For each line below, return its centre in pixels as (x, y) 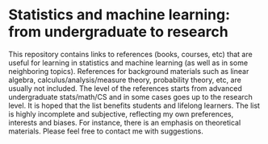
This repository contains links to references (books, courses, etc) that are (130, 54)
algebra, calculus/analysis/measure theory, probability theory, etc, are (125, 80)
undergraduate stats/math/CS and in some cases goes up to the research (130, 97)
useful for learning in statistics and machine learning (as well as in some (128, 63)
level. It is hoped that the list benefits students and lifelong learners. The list (134, 105)
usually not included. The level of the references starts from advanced (125, 88)
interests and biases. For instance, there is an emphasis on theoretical (125, 122)
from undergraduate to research (118, 32)
